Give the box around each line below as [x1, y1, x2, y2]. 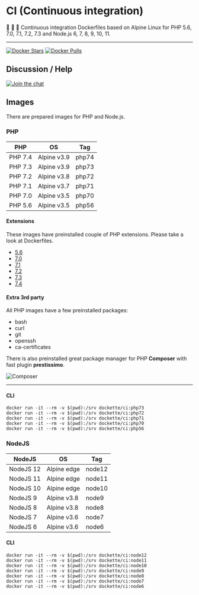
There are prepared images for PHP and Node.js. [6, 113, 126, 120]
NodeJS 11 [9, 474, 41, 482]
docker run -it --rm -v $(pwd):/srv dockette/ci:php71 [6, 415, 145, 421]
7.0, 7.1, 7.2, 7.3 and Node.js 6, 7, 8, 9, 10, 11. [6, 30, 111, 37]
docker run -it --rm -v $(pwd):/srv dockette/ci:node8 [6, 573, 145, 579]
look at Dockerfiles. [6, 237, 54, 244]
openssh [14, 337, 37, 344]
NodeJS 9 [9, 494, 37, 502]
